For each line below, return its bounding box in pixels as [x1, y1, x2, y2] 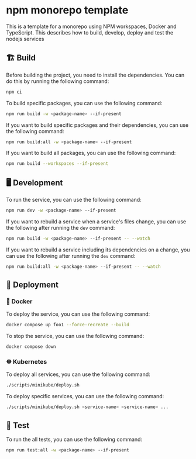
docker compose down [6, 344, 57, 350]
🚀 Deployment [6, 280, 59, 290]
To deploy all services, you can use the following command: [6, 371, 150, 378]
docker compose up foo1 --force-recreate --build [6, 322, 130, 328]
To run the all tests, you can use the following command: [6, 436, 142, 443]
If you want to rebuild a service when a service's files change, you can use [6, 218, 187, 225]
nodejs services [6, 35, 44, 42]
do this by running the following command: [6, 77, 109, 85]
